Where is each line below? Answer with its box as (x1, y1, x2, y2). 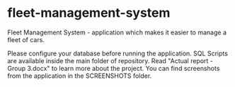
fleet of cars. (7, 35, 45, 43)
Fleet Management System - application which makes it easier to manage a (7, 28, 227, 36)
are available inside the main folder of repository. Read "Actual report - (7, 56, 214, 65)
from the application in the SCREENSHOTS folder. (7, 72, 152, 80)
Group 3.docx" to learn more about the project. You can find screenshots (7, 64, 220, 72)
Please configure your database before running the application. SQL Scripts (7, 49, 229, 58)
